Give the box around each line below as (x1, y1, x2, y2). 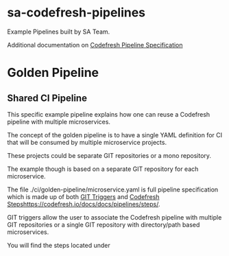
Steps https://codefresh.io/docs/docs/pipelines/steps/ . (7, 200, 160, 208)
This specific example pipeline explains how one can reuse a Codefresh (7, 110, 210, 118)
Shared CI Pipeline (7, 92, 88, 104)
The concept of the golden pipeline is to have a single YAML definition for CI (7, 130, 223, 139)
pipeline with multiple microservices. (7, 117, 111, 126)
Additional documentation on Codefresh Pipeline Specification (7, 40, 183, 49)
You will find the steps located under (7, 241, 111, 249)
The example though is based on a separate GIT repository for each (7, 165, 199, 173)
